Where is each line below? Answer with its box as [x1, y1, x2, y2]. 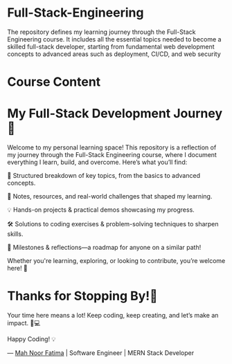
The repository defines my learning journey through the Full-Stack [7, 28, 196, 36]
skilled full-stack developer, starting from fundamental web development [7, 42, 215, 51]
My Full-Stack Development [7, 106, 171, 122]
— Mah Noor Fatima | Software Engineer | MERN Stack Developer [7, 349, 195, 357]
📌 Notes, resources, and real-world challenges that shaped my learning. [7, 192, 213, 201]
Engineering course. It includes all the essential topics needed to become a [7, 35, 222, 43]
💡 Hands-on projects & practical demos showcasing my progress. [7, 206, 195, 214]
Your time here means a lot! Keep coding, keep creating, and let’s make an [7, 311, 219, 319]
